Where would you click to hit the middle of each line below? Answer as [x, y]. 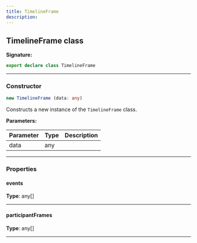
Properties [21, 169]
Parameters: [21, 121]
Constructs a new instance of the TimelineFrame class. [72, 110]
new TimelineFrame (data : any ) [44, 98]
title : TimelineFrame [33, 11]
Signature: [19, 55]
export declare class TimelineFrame [51, 66]
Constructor [24, 86]
